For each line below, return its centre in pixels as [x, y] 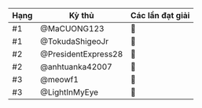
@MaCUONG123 [72, 29]
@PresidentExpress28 [82, 54]
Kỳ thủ [81, 15]
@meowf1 [59, 79]
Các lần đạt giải [160, 15]
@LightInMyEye [70, 92]
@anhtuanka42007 [76, 67]
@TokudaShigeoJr [74, 41]
